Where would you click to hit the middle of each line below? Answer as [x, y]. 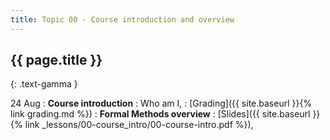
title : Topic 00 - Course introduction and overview [122, 19]
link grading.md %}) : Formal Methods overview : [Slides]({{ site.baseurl [160, 114]
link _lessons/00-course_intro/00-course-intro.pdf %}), [139, 125]
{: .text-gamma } [44, 84]
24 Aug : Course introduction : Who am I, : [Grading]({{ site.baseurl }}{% [161, 103]
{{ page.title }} [56, 60]
